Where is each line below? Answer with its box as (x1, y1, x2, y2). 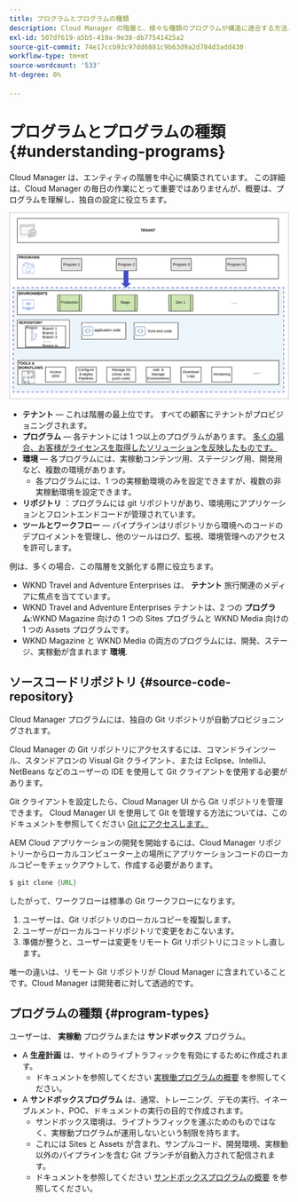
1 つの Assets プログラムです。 (21, 624, 134, 635)
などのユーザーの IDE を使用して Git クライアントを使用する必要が (47, 766, 288, 777)
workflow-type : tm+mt (9, 51, 90, 61)
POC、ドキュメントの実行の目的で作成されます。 (68, 1105, 248, 1116)
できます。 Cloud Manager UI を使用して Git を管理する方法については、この (9, 807, 288, 818)
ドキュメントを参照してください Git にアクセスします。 (9, 818, 209, 829)
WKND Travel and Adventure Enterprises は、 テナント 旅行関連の (21, 580, 263, 590)
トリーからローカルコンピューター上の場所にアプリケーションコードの (9, 848, 266, 858)
